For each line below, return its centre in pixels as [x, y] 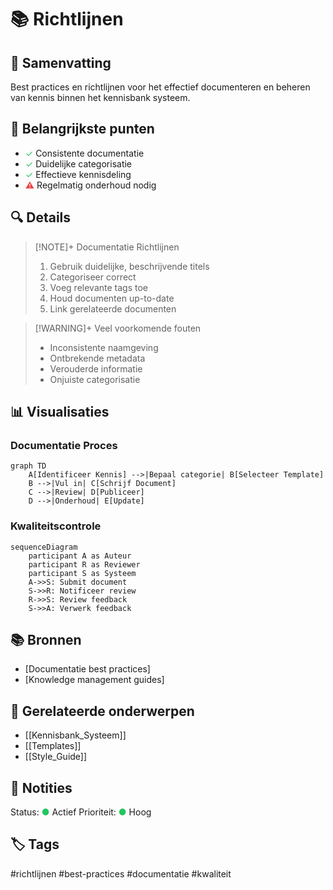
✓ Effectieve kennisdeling [78, 174]
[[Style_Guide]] [56, 757]
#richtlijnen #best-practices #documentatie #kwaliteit [121, 873]
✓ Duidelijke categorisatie [78, 163]
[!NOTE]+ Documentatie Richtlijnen [107, 247]
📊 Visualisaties [60, 412]
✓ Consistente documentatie [84, 153]
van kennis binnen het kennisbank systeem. [100, 97]
